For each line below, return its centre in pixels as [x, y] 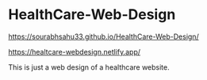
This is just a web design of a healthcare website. [89, 67]
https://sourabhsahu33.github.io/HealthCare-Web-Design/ [104, 36]
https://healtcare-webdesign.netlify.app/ [75, 51]
